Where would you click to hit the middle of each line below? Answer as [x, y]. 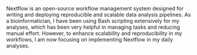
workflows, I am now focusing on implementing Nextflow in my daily [90, 39]
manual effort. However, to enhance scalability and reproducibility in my [94, 33]
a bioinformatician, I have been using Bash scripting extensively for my [93, 21]
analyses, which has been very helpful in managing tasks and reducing [93, 27]
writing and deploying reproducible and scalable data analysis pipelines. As [99, 15]
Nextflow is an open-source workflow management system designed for [95, 8]
